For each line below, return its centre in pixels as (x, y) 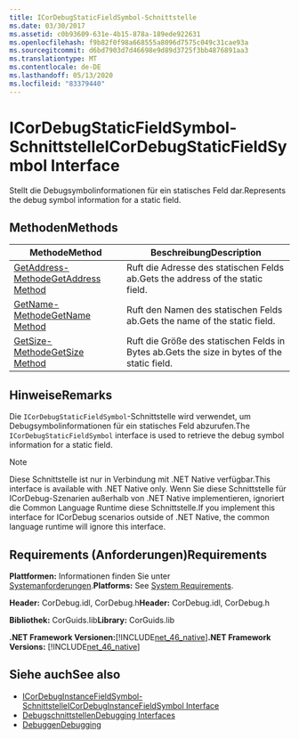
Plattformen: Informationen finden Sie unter (90, 576)
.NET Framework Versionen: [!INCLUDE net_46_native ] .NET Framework (140, 637)
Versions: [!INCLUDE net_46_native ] (75, 647)
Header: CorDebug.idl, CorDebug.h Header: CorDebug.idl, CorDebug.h (139, 603)
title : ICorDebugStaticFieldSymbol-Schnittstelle (103, 17)
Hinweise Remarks (61, 395)
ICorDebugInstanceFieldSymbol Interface (143, 705)
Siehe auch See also (65, 674)
